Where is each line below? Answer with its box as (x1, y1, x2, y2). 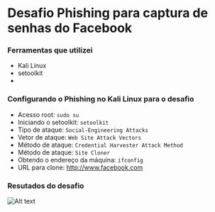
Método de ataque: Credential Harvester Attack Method (17, 140, 183, 149)
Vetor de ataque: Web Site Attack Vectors (17, 133, 142, 141)
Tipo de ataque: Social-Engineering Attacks (17, 125, 149, 134)
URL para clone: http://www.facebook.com (17, 163, 143, 172)
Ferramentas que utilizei (7, 45, 93, 55)
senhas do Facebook (7, 20, 133, 36)
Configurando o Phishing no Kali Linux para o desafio (7, 94, 194, 104)
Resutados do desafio (7, 181, 84, 191)
